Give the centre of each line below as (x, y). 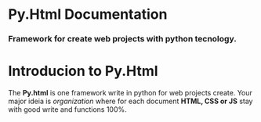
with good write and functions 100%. (67, 109)
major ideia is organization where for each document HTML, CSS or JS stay (130, 101)
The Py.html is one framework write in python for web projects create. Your (130, 93)
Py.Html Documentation (88, 14)
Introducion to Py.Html (83, 71)
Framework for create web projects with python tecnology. (122, 39)
